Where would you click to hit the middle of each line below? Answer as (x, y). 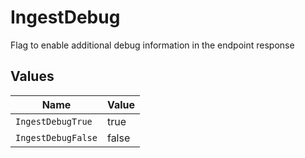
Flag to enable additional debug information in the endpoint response (152, 45)
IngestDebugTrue (54, 121)
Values (32, 76)
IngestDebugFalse (56, 137)
